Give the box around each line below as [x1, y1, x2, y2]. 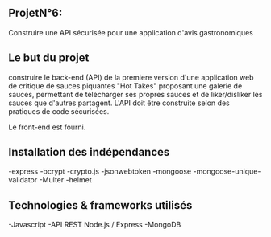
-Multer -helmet [39, 175, 92, 185]
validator [8, 175, 38, 185]
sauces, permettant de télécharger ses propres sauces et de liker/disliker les [8, 89, 263, 99]
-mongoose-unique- [193, 166, 261, 176]
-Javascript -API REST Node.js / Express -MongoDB [8, 220, 181, 230]
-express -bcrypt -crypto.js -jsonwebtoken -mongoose [8, 166, 192, 176]
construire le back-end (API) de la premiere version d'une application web [8, 72, 254, 82]
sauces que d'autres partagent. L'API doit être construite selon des [8, 98, 230, 108]
